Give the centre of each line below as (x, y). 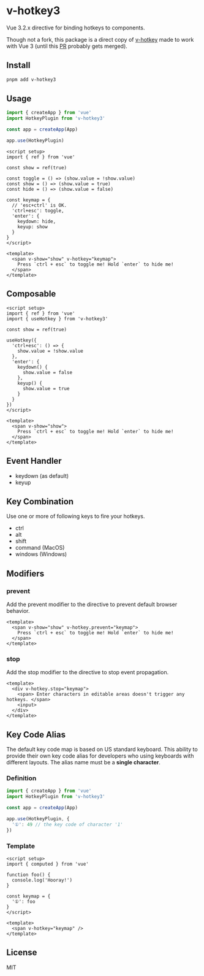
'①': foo (24, 902)
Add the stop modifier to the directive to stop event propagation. (88, 672)
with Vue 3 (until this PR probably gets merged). (67, 46)
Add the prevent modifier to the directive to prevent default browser (92, 604)
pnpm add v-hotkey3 (31, 79)
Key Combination (40, 501)
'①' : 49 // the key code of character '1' (68, 824)
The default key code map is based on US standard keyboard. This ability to (102, 750)
